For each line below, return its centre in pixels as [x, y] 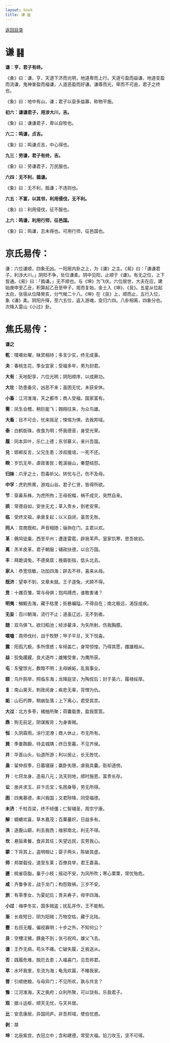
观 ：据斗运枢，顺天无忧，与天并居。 [43, 1003]
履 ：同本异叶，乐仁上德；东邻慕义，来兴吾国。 [54, 441]
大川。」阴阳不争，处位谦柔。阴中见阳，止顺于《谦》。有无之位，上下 [94, 275]
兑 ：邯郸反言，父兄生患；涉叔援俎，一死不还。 [54, 452]
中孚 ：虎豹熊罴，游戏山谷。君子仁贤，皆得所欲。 [56, 485]
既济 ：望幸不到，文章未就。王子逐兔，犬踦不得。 [56, 582]
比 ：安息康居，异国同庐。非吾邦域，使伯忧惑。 [54, 1014]
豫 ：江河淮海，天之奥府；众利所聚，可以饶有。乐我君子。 [65, 992]
